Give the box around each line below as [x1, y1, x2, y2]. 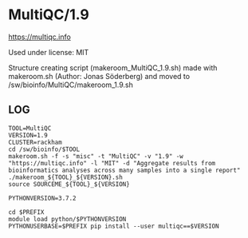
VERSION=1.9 [8, 131, 48, 139]
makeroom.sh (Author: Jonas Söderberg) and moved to [8, 71, 190, 81]
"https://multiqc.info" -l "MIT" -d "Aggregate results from [8, 159, 216, 167]
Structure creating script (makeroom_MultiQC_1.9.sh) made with [8, 62, 218, 73]
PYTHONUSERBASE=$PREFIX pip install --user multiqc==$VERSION [8, 222, 219, 230]
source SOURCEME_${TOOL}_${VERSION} [8, 180, 130, 188]
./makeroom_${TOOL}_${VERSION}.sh [8, 173, 124, 181]
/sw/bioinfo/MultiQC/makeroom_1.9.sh [8, 80, 133, 89]
